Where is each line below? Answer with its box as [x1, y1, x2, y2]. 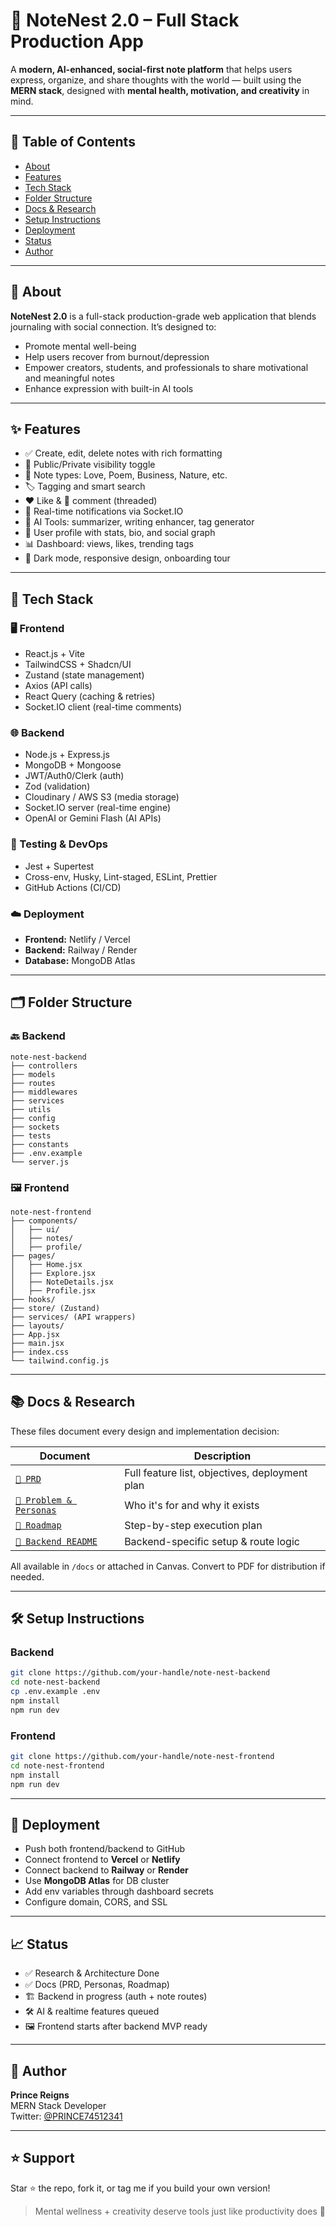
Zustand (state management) [24, 669, 145, 681]
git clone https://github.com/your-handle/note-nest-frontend [10, 1752, 275, 1762]
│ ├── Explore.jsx [10, 1268, 97, 1278]
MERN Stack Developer [10, 2100, 107, 2112]
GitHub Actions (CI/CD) [24, 881, 122, 893]
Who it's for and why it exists [124, 1498, 260, 1512]
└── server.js [10, 1157, 70, 1167]
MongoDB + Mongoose [24, 759, 122, 771]
